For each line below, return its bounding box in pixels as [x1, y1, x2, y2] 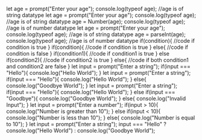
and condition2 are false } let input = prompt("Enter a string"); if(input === [6, 63, 191, 70]
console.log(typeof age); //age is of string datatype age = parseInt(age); [6, 31, 186, 38]
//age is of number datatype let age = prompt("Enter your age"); [6, 24, 166, 31]
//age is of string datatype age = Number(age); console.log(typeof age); [6, 18, 186, 25]
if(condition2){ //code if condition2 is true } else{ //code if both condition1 [6, 57, 189, 63]
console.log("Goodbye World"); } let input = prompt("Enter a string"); [6, 82, 178, 89]
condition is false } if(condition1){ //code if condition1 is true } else [6, 50, 170, 57]
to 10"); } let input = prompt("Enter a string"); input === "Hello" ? [6, 121, 167, 127]
